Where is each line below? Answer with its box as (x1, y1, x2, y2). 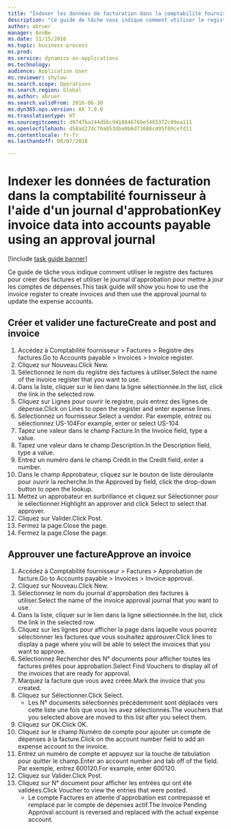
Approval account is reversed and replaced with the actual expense (27, 808, 219, 816)
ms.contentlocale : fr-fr (8, 131, 79, 138)
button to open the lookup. (17, 485, 93, 493)
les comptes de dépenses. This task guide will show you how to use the (8, 283, 208, 291)
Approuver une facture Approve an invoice (8, 549, 191, 560)
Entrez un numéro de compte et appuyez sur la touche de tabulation (17, 749, 210, 758)
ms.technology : (8, 61, 51, 68)
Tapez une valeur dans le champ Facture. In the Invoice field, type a (17, 426, 208, 434)
